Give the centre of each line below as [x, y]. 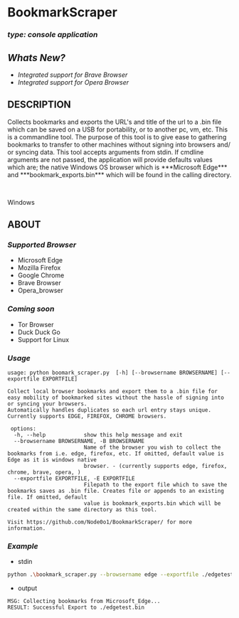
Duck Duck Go [39, 332]
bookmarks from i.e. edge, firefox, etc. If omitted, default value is [116, 454]
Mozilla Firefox [39, 268]
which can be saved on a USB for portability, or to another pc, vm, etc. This [118, 129]
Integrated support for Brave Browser [73, 75]
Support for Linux [43, 339]
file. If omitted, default [47, 497]
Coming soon [31, 309]
